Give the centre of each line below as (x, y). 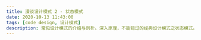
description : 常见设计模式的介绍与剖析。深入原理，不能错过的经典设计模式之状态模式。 (102, 28)
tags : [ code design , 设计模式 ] (43, 22)
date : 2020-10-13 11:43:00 (40, 17)
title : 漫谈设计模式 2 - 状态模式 (45, 11)
